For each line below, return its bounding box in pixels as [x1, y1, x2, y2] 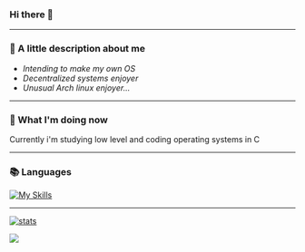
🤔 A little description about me [9, 43, 145, 55]
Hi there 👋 [9, 8, 54, 21]
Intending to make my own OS [22, 63, 136, 73]
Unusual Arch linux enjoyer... [22, 82, 131, 93]
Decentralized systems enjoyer [22, 73, 139, 83]
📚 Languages [9, 165, 73, 178]
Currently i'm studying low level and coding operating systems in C [9, 133, 261, 144]
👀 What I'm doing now [9, 113, 109, 126]
